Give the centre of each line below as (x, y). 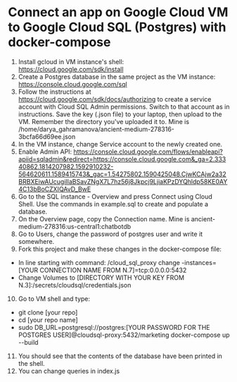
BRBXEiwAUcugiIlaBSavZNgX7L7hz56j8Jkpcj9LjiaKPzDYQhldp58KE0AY (123, 181)
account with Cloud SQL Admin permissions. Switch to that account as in (124, 106)
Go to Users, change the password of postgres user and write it (110, 234)
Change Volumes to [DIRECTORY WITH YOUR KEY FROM (101, 277)
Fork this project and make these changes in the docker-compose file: (120, 249)
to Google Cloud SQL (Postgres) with (117, 27)
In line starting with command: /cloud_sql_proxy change (99, 262)
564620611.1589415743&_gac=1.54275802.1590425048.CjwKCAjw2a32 (122, 174)
